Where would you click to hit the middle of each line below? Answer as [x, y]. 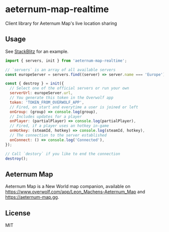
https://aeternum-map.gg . [32, 197]
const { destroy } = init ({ [35, 84]
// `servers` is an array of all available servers [60, 70]
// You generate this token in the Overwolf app [62, 98]
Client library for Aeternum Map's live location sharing [61, 23]
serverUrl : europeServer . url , [41, 93]
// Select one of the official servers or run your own [69, 88]
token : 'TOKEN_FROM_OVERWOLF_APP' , [47, 102]
